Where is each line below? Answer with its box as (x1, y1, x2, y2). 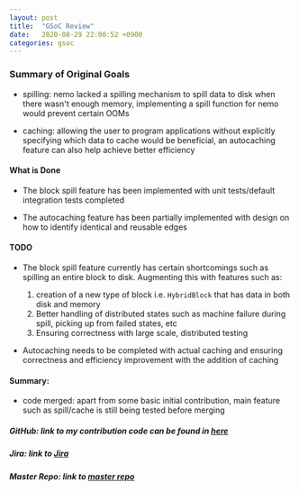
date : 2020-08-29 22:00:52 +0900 (9, 30, 143, 39)
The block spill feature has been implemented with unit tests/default (22, 185, 276, 195)
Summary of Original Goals (9, 68, 131, 81)
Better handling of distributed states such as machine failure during (35, 308, 286, 319)
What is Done (9, 165, 61, 176)
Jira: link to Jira (9, 448, 69, 459)
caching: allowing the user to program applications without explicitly (22, 125, 276, 136)
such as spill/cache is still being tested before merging (22, 405, 225, 415)
